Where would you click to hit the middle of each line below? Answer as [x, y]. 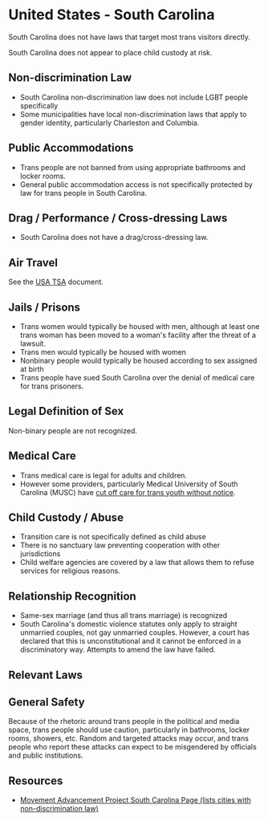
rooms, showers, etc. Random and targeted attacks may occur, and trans [128, 738]
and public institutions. [46, 755]
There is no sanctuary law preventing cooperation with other [120, 545]
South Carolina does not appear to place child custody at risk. [110, 52]
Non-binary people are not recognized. [73, 430]
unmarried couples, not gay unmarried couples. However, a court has [135, 632]
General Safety [47, 703]
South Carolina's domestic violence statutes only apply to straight [129, 624]
